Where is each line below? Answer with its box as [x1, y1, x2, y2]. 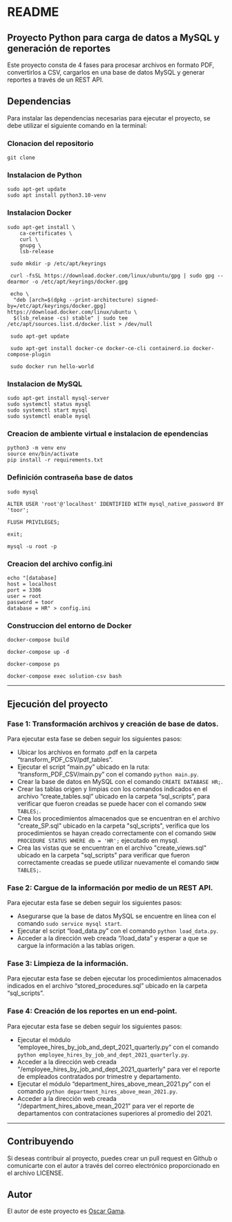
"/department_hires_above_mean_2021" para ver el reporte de [17, 1102, 195, 1110]
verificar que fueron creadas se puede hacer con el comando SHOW [17, 799, 206, 808]
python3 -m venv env [7, 444, 67, 452]
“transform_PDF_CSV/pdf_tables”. [17, 755, 113, 763]
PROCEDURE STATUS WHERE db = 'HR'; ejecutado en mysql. [17, 836, 180, 844]
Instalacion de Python [7, 170, 82, 180]
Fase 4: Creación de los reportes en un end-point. [7, 1006, 177, 1016]
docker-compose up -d [7, 648, 70, 656]
